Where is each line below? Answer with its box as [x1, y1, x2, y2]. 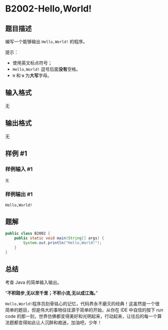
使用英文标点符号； [12, 60, 53, 66]
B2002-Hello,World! [5, 3, 92, 15]
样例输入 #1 [5, 165, 33, 172]
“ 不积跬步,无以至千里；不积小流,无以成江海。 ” [5, 290, 98, 296]
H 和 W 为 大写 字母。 [12, 72, 52, 78]
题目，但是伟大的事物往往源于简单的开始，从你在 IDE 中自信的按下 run [18, 307, 163, 313]
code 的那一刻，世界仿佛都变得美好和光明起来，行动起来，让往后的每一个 [5, 313, 158, 319]
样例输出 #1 [5, 191, 33, 198]
